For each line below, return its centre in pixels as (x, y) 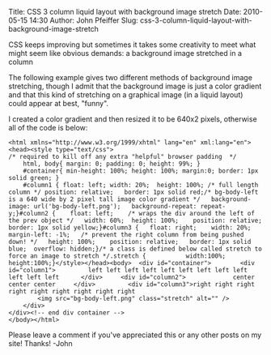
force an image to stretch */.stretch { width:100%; (117, 256)
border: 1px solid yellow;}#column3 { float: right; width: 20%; (130, 228)
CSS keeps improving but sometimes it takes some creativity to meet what (132, 45)
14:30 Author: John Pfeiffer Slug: (84, 20)
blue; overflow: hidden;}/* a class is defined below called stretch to (135, 249)
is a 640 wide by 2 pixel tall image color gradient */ (104, 199)
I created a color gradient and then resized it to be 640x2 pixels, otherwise (133, 119)
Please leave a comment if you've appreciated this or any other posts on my (135, 335)
